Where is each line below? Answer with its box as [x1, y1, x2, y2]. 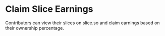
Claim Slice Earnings [5, 3, 93, 15]
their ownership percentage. [5, 25, 64, 31]
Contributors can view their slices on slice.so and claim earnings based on [5, 20, 160, 26]
